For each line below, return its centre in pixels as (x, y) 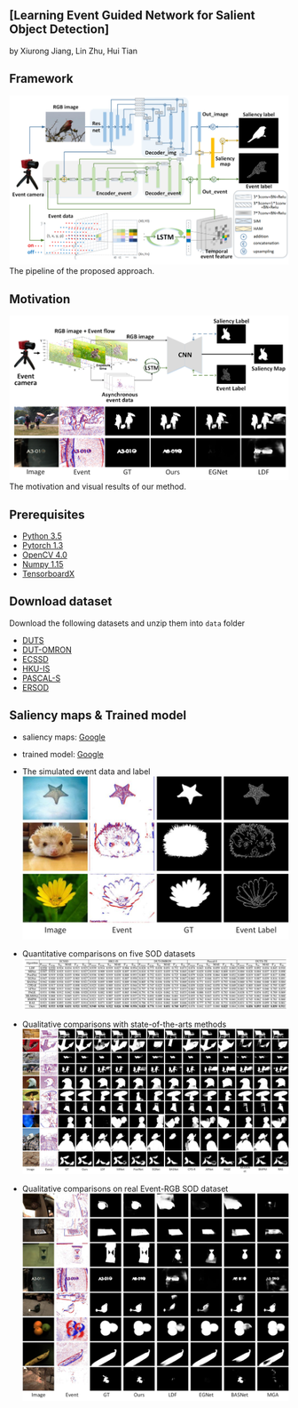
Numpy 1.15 (43, 564)
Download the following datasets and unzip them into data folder (127, 623)
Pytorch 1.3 (43, 545)
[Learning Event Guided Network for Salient (132, 16)
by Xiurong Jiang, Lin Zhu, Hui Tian (74, 51)
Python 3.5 (42, 536)
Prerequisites (47, 514)
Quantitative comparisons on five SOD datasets (109, 954)
